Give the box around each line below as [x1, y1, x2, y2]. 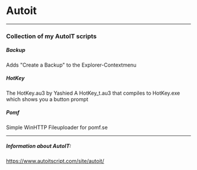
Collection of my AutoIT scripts [6, 32, 97, 40]
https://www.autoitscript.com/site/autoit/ [6, 157, 104, 164]
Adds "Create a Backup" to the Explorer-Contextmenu [6, 61, 137, 68]
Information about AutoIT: [6, 143, 72, 150]
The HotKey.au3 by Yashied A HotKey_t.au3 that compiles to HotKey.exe [6, 89, 181, 96]
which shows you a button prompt [6, 95, 89, 103]
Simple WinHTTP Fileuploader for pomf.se [6, 124, 108, 131]
